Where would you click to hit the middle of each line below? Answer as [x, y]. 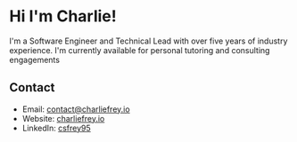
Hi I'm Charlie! [63, 16]
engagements [35, 59]
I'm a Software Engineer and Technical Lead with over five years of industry [148, 41]
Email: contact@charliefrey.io [76, 109]
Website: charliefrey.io [63, 118]
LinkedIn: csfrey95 [56, 128]
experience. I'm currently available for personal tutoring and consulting [140, 50]
